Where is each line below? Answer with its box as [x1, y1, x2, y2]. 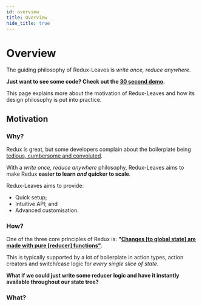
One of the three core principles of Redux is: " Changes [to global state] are [6, 236, 196, 243]
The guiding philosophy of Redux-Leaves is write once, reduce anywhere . [6, 66, 191, 73]
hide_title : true [6, 20, 50, 26]
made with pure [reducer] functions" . [6, 242, 103, 249]
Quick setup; [15, 194, 47, 201]
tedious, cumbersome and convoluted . [6, 152, 103, 159]
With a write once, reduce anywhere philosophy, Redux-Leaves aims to [6, 164, 184, 171]
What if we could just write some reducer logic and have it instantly [6, 272, 180, 279]
